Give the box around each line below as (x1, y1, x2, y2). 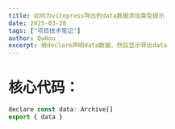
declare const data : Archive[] (8, 106, 114, 114)
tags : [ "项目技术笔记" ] (8, 26, 81, 34)
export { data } (8, 113, 63, 121)
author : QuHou (8, 34, 56, 42)
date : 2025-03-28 (8, 19, 67, 27)
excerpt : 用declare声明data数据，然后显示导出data (8, 42, 168, 50)
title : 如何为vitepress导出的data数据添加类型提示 (8, 11, 165, 20)
